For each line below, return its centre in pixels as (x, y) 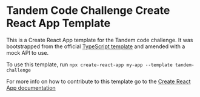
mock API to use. (28, 52)
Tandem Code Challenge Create (88, 11)
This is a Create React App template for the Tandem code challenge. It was (100, 40)
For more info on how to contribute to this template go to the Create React (98, 81)
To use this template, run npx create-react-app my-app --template (89, 64)
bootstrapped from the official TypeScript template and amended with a (96, 46)
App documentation (31, 87)
